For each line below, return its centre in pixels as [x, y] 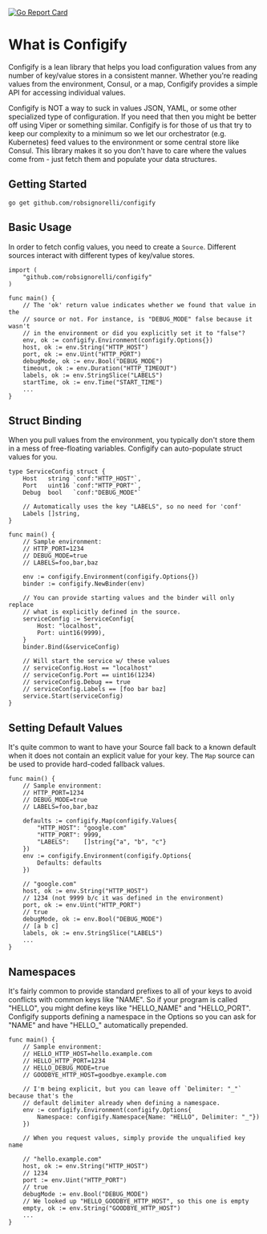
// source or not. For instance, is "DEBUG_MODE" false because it [138, 319]
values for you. [33, 457]
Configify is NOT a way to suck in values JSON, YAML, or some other [123, 107]
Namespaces [42, 971]
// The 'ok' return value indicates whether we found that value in [140, 305]
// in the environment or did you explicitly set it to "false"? [134, 333]
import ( [23, 270]
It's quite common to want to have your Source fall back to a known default [132, 747]
